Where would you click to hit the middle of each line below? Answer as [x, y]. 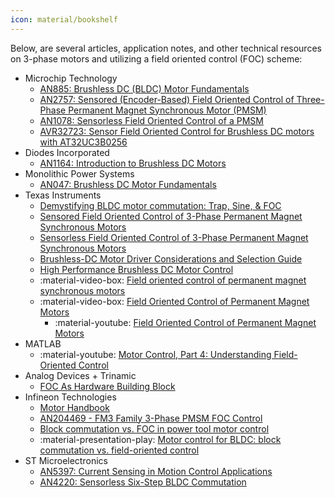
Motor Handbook [74, 407]
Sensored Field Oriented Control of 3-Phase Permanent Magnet [171, 216]
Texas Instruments [63, 195]
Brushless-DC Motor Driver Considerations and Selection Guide [171, 258]
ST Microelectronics [66, 460]
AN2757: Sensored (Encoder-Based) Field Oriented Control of [167, 99]
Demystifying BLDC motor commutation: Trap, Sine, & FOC [160, 205]
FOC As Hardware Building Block [107, 386]
